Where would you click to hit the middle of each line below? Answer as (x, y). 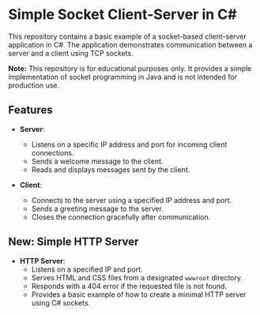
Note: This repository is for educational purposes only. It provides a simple (130, 68)
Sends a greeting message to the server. (98, 208)
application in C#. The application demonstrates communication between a (130, 44)
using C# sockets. (61, 302)
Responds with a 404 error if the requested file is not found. (129, 286)
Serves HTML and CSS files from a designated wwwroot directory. (137, 277)
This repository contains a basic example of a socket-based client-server (128, 36)
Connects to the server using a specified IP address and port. (132, 200)
